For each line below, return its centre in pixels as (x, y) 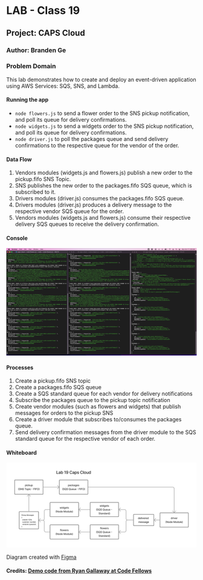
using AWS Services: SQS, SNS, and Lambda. (63, 86)
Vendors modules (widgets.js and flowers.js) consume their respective (103, 218)
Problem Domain (31, 66)
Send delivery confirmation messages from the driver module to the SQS (105, 432)
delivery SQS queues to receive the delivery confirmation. (87, 224)
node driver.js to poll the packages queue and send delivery (92, 139)
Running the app (27, 100)
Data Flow (19, 159)
